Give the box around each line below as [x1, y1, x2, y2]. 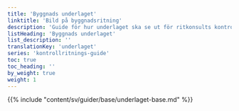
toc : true [7, 57, 37, 64]
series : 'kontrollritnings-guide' [7, 50, 110, 57]
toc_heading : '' [7, 63, 55, 70]
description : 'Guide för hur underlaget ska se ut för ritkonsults [7, 23, 212, 30]
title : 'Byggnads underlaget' [7, 10, 97, 18]
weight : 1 [7, 76, 37, 83]
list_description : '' [7, 37, 72, 44]
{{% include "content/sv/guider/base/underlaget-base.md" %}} [7, 95, 193, 104]
